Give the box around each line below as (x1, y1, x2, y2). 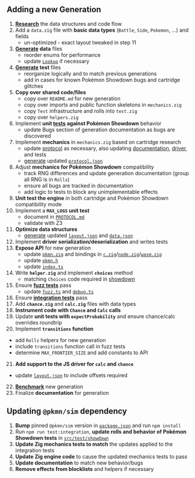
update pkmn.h (23, 257, 59, 264)
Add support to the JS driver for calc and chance (15, 360, 134, 367)
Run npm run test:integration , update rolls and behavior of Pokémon (15, 428, 187, 435)
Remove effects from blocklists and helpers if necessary (15, 465, 154, 472)
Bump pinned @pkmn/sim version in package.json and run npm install (15, 422, 181, 429)
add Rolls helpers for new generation (15, 336, 106, 343)
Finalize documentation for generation (15, 389, 110, 396)
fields (15, 32, 29, 40)
